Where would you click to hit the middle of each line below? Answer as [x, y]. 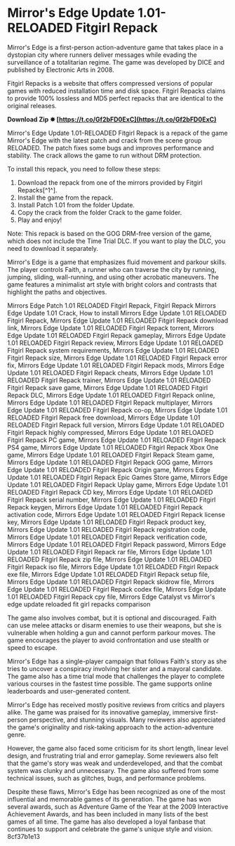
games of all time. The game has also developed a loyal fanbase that [106, 821]
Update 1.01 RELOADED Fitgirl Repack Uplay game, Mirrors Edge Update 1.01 [118, 484]
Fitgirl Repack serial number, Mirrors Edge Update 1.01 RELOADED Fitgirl [112, 500]
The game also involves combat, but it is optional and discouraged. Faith [112, 618]
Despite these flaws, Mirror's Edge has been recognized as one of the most [116, 791]
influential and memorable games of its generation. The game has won [109, 799]
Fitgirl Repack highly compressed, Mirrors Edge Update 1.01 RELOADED [110, 432]
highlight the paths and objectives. [57, 292]
